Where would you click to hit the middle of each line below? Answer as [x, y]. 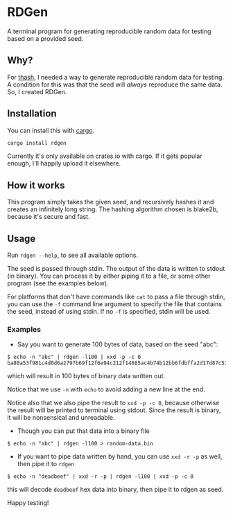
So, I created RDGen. [37, 91]
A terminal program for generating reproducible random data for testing [109, 31]
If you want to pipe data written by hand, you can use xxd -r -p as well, [120, 457]
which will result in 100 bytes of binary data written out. [86, 376]
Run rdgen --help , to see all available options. [73, 255]
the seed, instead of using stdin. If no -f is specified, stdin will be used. [109, 312]
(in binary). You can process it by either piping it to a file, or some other [109, 276]
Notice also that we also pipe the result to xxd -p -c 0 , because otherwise [113, 403]
